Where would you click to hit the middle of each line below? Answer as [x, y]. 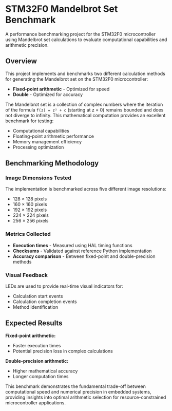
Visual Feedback [26, 275]
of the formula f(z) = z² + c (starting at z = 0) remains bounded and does [84, 110]
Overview [21, 61]
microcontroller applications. [35, 403]
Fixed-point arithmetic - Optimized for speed [61, 89]
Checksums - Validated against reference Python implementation [82, 251]
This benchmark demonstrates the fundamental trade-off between [76, 386]
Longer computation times [41, 376]
